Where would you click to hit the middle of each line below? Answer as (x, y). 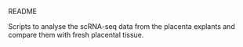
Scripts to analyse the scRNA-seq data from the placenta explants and (121, 26)
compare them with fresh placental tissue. (76, 35)
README (23, 11)
